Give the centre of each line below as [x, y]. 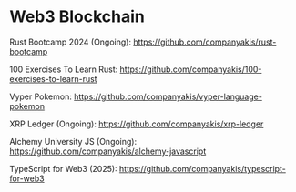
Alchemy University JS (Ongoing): [73, 141]
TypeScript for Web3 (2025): [63, 168]
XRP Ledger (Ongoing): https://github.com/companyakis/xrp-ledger [137, 124]
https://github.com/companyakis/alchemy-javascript [108, 151]
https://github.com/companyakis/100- [191, 69]
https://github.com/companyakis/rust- [205, 42]
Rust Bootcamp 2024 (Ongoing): [71, 42]
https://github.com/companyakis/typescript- [203, 168]
